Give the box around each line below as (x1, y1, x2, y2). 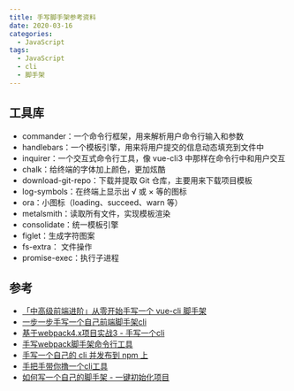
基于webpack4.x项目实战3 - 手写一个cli (21, 328, 165, 339)
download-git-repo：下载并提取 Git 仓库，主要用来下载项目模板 (21, 174, 253, 186)
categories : (9, 29, 53, 38)
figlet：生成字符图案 (21, 230, 95, 241)
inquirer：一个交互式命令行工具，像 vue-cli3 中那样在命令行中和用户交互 (21, 152, 286, 164)
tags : (9, 46, 29, 55)
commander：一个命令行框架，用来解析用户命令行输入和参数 (21, 130, 245, 142)
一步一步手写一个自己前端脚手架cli (21, 317, 147, 327)
